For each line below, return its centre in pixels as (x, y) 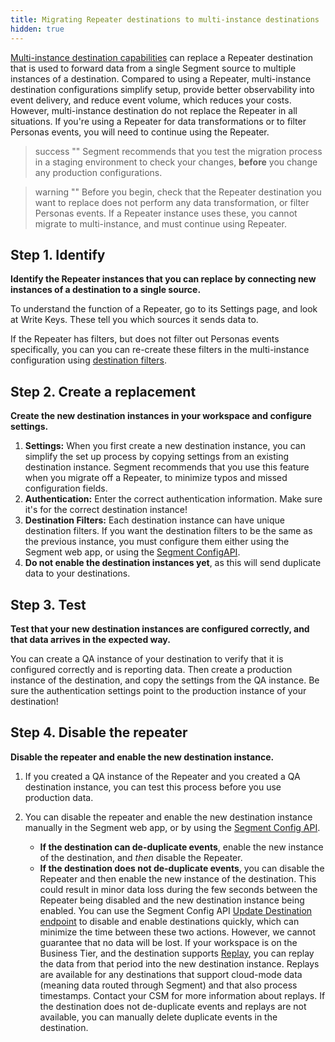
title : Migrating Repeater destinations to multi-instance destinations (165, 19)
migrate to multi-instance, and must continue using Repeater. (160, 223)
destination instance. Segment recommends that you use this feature (167, 467)
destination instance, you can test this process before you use (153, 787)
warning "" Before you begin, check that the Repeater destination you (178, 192)
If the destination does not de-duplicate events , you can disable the (182, 868)
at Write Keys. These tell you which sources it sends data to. (134, 320)
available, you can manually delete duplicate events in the (158, 1017)
